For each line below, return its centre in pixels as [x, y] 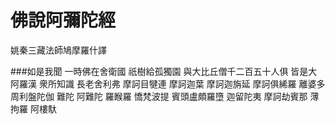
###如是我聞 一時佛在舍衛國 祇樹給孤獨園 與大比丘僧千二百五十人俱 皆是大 [164, 71]
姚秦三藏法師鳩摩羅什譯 [58, 50]
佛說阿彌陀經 [63, 20]
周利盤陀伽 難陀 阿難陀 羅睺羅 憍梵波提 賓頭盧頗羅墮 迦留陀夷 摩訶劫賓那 [159, 96]
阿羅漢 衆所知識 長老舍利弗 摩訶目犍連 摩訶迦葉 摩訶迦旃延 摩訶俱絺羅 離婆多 [168, 83]
